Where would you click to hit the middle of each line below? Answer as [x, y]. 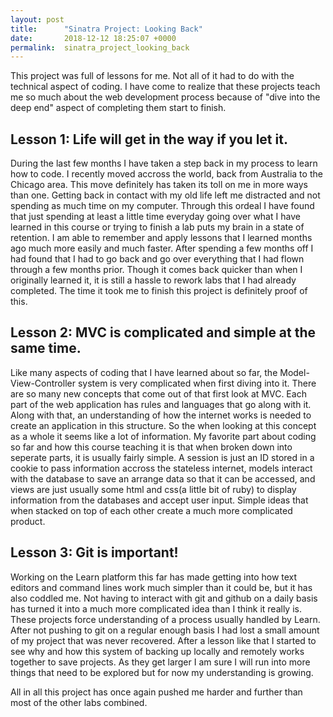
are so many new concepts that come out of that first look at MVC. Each [158, 393]
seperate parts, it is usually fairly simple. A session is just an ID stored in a [162, 457]
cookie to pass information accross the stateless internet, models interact [161, 468]
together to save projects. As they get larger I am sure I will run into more [160, 662]
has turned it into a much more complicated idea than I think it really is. [156, 608]
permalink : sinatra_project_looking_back [100, 47]
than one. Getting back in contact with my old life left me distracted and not [165, 195]
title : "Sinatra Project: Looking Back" [106, 29]
